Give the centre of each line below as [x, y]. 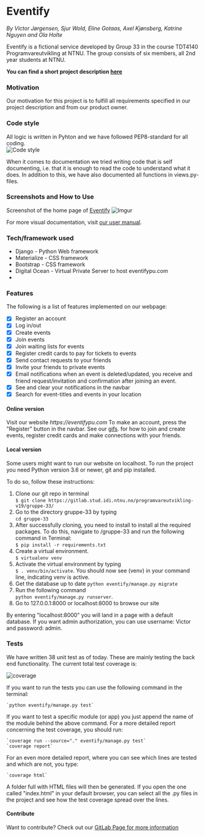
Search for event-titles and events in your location [78, 394]
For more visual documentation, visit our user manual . [74, 222]
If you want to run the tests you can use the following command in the [94, 687]
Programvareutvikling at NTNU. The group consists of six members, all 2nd [101, 53]
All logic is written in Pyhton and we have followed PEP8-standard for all [97, 137]
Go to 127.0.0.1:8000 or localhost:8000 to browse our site [87, 603]
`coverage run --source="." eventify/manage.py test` [76, 741]
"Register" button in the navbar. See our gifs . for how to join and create [96, 429]
